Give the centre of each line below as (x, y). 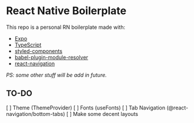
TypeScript (28, 45)
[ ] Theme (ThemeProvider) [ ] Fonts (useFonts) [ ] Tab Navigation (86, 108)
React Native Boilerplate (66, 11)
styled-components (39, 51)
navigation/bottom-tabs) (36, 114)
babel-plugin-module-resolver (51, 57)
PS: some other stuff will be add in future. (56, 75)
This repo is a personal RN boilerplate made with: (66, 27)
